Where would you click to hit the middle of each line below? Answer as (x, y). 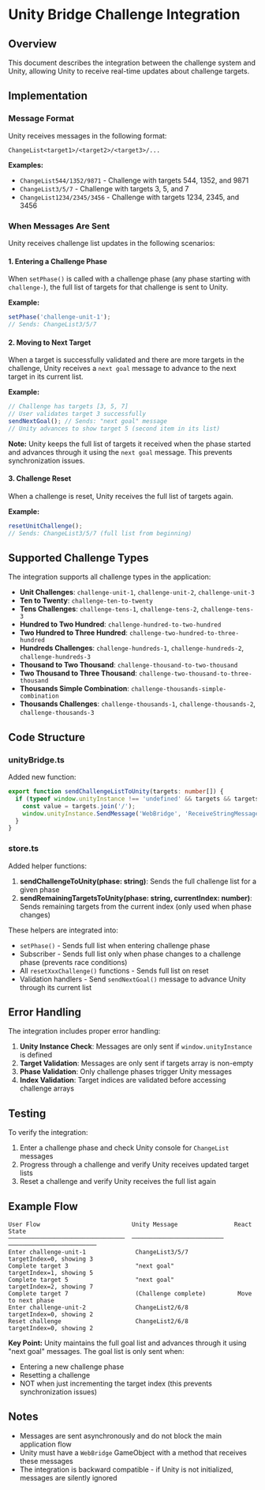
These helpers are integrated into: (63, 930)
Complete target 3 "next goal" (91, 1266)
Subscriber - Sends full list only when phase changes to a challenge (130, 954)
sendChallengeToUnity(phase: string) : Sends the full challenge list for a (138, 881)
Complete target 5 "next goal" (91, 1280)
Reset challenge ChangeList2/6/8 (99, 1322)
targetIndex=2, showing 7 (50, 1287)
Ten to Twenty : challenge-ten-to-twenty (86, 601)
